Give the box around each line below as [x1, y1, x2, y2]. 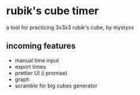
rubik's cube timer [6, 4, 99, 18]
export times [14, 63, 46, 70]
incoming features [6, 41, 76, 51]
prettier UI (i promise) [14, 69, 68, 77]
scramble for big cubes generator [14, 82, 98, 89]
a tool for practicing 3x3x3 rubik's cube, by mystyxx [6, 24, 134, 31]
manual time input [14, 56, 60, 64]
